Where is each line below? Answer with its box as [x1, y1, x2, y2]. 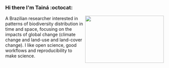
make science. [5, 53, 35, 59]
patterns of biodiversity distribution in [5, 21, 83, 27]
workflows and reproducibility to [5, 47, 72, 54]
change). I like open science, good [5, 42, 77, 48]
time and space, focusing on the [5, 26, 72, 32]
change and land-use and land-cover [5, 37, 82, 43]
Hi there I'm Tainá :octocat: [5, 4, 73, 11]
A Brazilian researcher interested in [5, 16, 78, 22]
